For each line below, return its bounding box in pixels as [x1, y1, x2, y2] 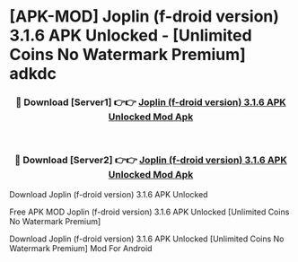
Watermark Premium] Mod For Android [9, 242, 153, 253]
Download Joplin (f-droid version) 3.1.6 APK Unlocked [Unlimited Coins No [9, 233, 285, 244]
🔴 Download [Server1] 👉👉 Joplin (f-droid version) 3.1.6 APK [14, 96, 287, 109]
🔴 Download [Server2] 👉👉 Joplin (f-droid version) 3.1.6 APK [14, 154, 287, 167]
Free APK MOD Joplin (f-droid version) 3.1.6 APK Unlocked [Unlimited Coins [9, 206, 290, 217]
